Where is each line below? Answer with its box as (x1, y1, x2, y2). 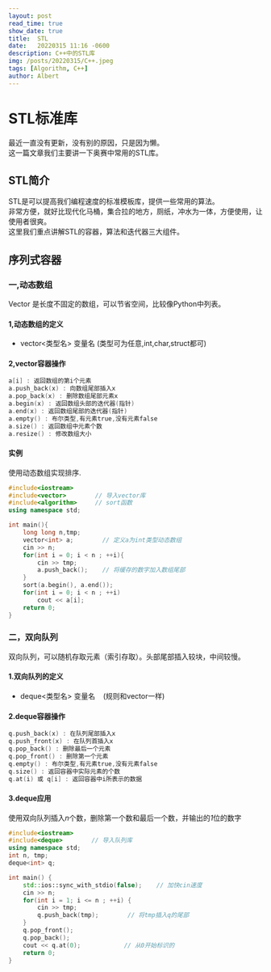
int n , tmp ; (8, 852, 48, 860)
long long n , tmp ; (23, 529, 81, 537)
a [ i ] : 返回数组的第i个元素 (8, 377, 92, 385)
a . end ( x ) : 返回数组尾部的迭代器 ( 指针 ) (8, 407, 127, 415)
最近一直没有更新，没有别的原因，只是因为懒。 (8, 137, 164, 147)
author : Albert (8, 72, 60, 80)
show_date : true (8, 27, 63, 35)
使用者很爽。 (8, 217, 51, 226)
